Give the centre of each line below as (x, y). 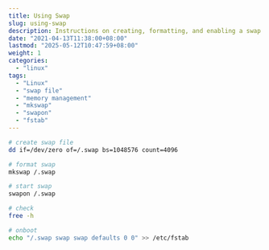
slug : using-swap (37, 23)
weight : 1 (25, 53)
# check (21, 209)
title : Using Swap (39, 16)
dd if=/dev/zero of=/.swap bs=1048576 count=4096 (93, 150)
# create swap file (41, 142)
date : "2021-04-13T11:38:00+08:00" (68, 38)
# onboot (23, 230)
